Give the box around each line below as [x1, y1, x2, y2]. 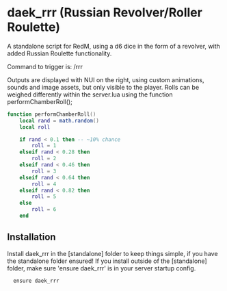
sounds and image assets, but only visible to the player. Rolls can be [7, 83, 200, 91]
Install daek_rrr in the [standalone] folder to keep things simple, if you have [7, 249, 218, 257]
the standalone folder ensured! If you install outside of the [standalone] [7, 257, 207, 265]
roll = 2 [31, 155, 57, 162]
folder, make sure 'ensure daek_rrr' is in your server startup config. [7, 264, 196, 272]
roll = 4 [31, 180, 57, 188]
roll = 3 [31, 168, 57, 175]
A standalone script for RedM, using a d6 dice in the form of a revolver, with [7, 42, 220, 50]
